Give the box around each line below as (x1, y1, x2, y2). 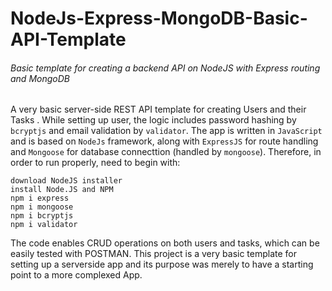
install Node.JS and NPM (10, 185, 114, 195)
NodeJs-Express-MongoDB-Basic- (10, 7, 308, 30)
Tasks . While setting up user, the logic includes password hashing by (10, 114, 297, 126)
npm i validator (10, 220, 78, 230)
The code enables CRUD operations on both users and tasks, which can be (10, 237, 320, 249)
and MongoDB (10, 72, 70, 84)
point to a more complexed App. (10, 269, 143, 281)
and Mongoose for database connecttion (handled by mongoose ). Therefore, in (10, 146, 322, 158)
